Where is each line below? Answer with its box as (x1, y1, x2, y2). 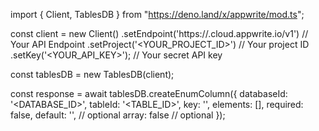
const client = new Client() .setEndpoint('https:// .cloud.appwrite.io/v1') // (10, 28, 309, 39)
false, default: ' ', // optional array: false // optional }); (10, 109, 226, 121)
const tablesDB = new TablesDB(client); (10, 69, 175, 80)
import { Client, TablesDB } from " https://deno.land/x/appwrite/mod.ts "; (10, 9, 305, 20)
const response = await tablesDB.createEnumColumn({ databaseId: (10, 88, 288, 99)
